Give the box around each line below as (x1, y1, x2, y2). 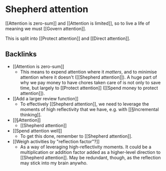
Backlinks (5, 50, 37, 59)
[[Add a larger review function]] (12, 95, 78, 101)
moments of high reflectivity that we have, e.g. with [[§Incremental (20, 106, 159, 112)
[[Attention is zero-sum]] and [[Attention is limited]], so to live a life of (5, 20, 150, 26)
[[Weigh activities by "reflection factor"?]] (12, 138, 100, 144)
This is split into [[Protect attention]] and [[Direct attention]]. (5, 35, 131, 41)
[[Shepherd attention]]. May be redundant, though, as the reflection (20, 154, 161, 160)
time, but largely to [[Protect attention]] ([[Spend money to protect (20, 85, 158, 91)
